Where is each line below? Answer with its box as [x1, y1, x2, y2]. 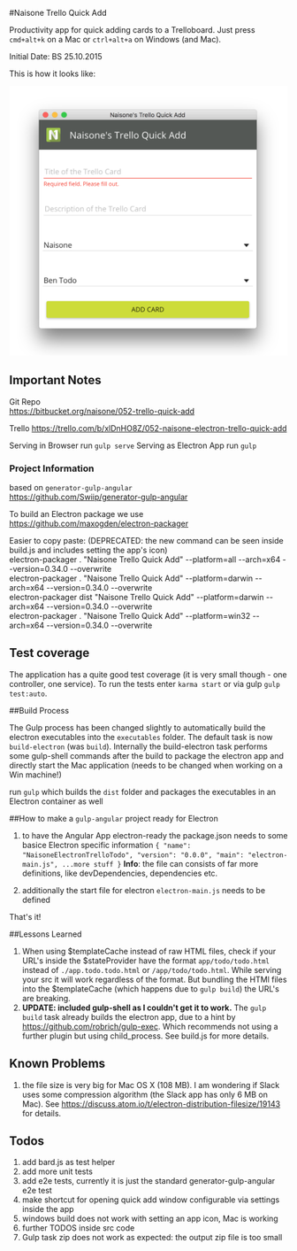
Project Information [9, 462, 95, 475]
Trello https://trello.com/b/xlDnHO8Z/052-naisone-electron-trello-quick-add [9, 422, 287, 433]
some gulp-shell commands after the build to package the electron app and [9, 750, 285, 761]
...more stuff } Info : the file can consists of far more [61, 858, 259, 869]
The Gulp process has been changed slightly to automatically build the [9, 722, 266, 733]
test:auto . [9, 688, 48, 699]
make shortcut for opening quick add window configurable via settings [21, 1194, 280, 1205]
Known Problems [9, 1056, 106, 1071]
